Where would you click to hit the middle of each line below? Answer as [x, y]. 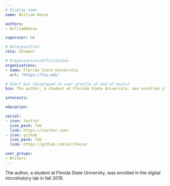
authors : [14, 24]
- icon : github [21, 135]
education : [17, 107]
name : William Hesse [27, 15]
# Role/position [22, 47]
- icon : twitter [22, 121]
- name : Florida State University [42, 70]
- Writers [16, 158]
